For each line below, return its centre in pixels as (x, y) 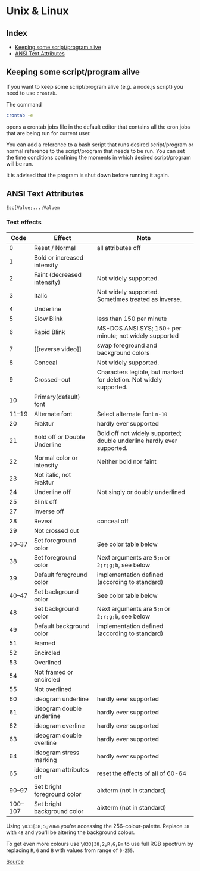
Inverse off (49, 511)
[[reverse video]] (58, 349)
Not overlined (53, 689)
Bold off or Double (59, 437)
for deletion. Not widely (129, 379)
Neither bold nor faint (126, 461)
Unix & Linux (38, 11)
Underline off (52, 492)
